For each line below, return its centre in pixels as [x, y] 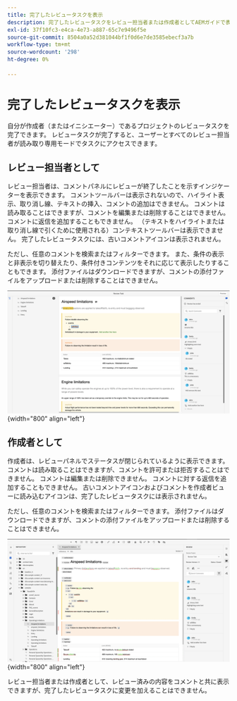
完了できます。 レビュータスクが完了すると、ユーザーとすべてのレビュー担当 [119, 135]
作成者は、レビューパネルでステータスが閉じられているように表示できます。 [118, 461]
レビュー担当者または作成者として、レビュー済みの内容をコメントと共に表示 [118, 682]
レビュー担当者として [54, 168]
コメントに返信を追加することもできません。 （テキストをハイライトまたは [116, 221]
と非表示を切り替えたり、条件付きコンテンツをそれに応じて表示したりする [115, 262]
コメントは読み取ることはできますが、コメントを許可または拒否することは [115, 469]
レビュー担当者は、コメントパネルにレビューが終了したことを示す [103, 186]
